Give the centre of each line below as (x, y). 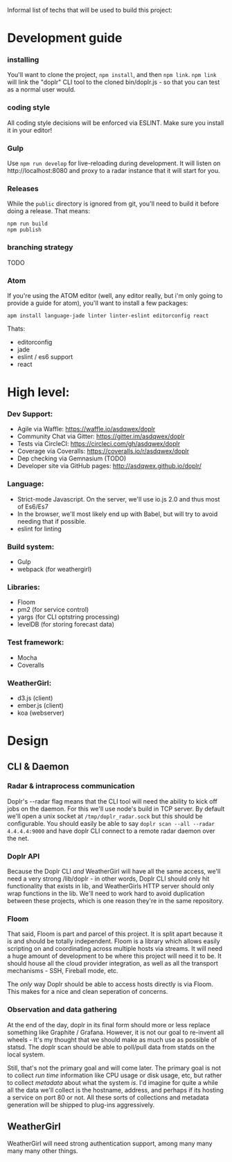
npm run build (28, 224)
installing (23, 60)
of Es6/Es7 (33, 506)
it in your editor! (30, 130)
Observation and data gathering (62, 1010)
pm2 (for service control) (53, 610)
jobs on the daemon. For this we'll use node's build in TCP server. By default (116, 808)
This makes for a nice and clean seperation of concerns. (88, 992)
